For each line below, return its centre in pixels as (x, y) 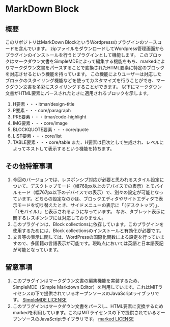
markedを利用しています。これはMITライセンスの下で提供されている (84, 312)
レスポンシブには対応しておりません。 (66, 218)
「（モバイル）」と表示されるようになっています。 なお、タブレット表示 (87, 211)
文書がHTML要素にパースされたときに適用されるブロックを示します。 (78, 93)
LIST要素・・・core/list (37, 136)
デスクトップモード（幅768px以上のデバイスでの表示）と (90, 186)
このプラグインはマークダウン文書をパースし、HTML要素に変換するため (88, 306)
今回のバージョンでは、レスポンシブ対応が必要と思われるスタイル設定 (86, 180)
